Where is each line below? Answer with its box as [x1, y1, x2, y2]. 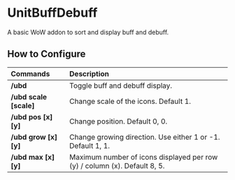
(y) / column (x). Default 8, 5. [69, 160, 165, 170]
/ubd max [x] [10, 152, 55, 162]
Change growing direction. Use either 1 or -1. [69, 132, 220, 142]
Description [69, 68, 110, 78]
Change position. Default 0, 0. [69, 117, 168, 126]
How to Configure [7, 48, 86, 60]
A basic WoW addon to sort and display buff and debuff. [7, 28, 169, 36]
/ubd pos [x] [10, 112, 53, 121]
